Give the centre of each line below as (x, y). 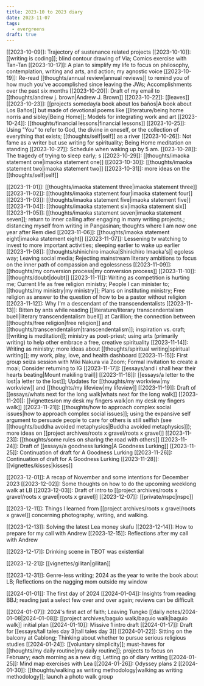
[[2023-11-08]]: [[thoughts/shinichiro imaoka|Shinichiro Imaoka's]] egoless (100, 252)
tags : (13, 23)
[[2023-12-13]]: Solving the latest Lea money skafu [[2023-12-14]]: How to (100, 527)
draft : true (21, 35)
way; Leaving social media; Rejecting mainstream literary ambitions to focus (101, 258)
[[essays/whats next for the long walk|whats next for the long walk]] (92, 395)
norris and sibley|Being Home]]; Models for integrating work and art (91, 117)
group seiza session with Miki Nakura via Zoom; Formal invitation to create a (102, 362)
